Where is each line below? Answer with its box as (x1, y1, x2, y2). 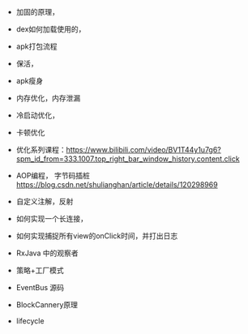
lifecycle (15, 316, 45, 326)
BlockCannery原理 (15, 300, 79, 310)
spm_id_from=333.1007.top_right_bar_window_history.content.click (15, 154, 241, 164)
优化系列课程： (15, 145, 66, 154)
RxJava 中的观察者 (15, 248, 79, 258)
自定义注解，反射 (15, 197, 74, 206)
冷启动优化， (15, 110, 59, 120)
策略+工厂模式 (15, 266, 65, 275)
